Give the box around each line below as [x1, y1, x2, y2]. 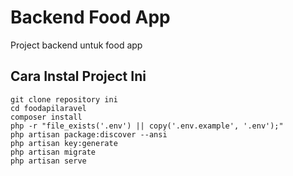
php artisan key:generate [10, 138, 118, 148]
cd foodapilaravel [10, 103, 87, 113]
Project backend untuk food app [10, 39, 143, 51]
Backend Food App [10, 6, 171, 29]
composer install [10, 112, 83, 122]
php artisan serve [10, 156, 87, 166]
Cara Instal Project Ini [10, 68, 147, 85]
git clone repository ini [10, 94, 118, 105]
